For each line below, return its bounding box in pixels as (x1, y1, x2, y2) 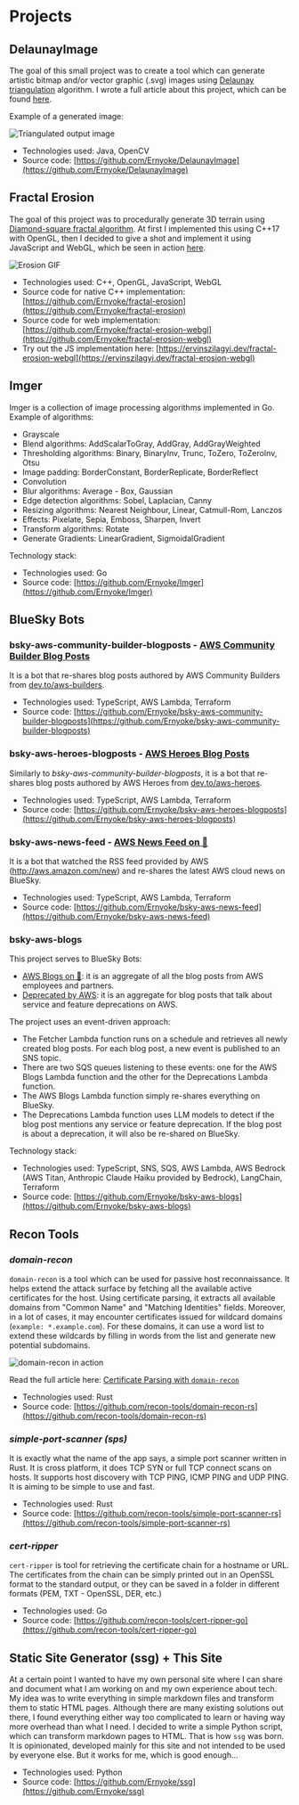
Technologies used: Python (21, 1767, 123, 1778)
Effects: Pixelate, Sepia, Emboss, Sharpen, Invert (21, 514, 201, 525)
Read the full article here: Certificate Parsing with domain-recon (9, 1374, 240, 1384)
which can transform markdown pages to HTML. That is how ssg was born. (9, 1731, 285, 1742)
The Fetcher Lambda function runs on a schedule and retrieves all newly (21, 1033, 287, 1044)
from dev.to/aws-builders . (9, 680, 105, 690)
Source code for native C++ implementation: (21, 286, 186, 297)
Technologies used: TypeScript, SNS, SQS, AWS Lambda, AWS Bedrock (21, 1163, 287, 1173)
